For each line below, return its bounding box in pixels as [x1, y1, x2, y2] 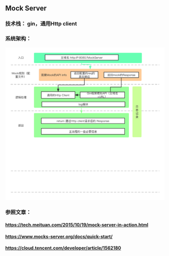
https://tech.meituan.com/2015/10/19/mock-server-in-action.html [5, 221, 148, 228]
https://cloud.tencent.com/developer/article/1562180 [5, 245, 121, 251]
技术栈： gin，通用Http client [5, 20, 77, 27]
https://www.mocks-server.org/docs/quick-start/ [5, 233, 113, 239]
